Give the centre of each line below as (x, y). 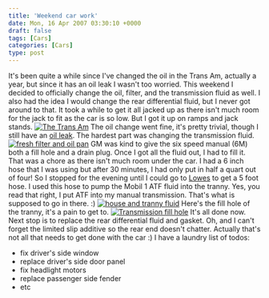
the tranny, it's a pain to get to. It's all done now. (127, 212)
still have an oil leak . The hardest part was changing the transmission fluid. (131, 135)
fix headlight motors (53, 270)
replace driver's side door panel (72, 262)
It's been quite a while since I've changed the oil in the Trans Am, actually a (132, 76)
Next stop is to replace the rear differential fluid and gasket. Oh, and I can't (131, 220)
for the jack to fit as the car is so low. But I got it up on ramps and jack (123, 118)
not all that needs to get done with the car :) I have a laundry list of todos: (129, 238)
